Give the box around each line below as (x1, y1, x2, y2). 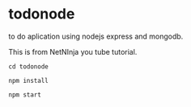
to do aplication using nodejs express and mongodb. (8, 31, 184, 41)
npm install (8, 76, 49, 84)
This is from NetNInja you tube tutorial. (8, 47, 138, 56)
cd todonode (8, 62, 49, 71)
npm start (8, 90, 42, 99)
